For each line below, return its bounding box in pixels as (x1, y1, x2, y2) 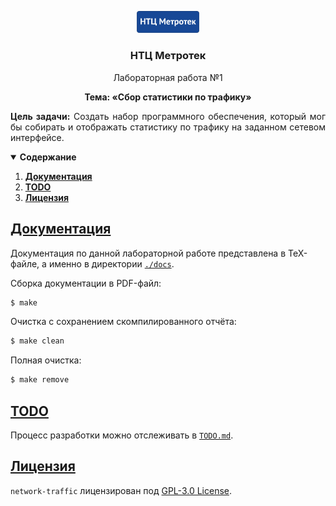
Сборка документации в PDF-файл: (10, 277, 162, 289)
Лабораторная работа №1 (113, 71, 223, 83)
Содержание (19, 151, 77, 163)
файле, (10, 257, 40, 270)
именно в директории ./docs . (48, 257, 175, 270)
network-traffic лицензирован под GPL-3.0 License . (10, 484, 232, 496)
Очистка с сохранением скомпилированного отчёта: (10, 316, 237, 328)
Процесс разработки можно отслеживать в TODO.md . (10, 429, 234, 441)
